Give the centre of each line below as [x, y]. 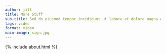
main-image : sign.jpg [27, 33]
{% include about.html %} [31, 47]
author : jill [19, 10]
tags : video [17, 24]
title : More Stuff [24, 14]
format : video [20, 28]
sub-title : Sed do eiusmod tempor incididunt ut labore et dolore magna [82, 19]
